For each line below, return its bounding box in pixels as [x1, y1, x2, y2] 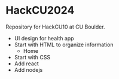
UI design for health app [14, 34, 74, 42]
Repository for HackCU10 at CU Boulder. [5, 23, 105, 30]
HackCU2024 [5, 4, 75, 17]
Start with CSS [14, 53, 51, 61]
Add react [14, 60, 39, 67]
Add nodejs [14, 66, 43, 73]
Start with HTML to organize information [14, 41, 114, 48]
